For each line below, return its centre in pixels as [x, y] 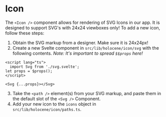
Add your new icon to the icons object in [54, 104]
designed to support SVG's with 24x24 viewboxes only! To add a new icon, [83, 27]
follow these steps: [25, 33]
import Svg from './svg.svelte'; [45, 67]
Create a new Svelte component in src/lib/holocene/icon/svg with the [86, 48]
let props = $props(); [29, 71]
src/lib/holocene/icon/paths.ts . [47, 109]
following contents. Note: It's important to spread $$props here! [77, 53]
